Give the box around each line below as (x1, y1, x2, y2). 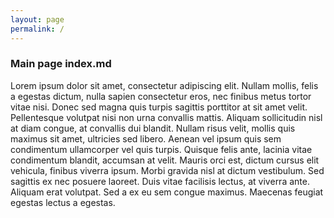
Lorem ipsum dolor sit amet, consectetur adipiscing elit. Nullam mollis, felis (10, 79, 319, 91)
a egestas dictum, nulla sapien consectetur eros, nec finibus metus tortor (10, 90, 312, 102)
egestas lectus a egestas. (10, 196, 116, 208)
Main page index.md (10, 57, 112, 71)
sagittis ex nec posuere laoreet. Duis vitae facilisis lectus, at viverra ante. (10, 175, 310, 187)
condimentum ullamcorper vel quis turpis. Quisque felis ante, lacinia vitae (10, 143, 313, 155)
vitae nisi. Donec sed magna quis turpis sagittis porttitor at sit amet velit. (10, 101, 308, 113)
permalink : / (10, 24, 65, 34)
